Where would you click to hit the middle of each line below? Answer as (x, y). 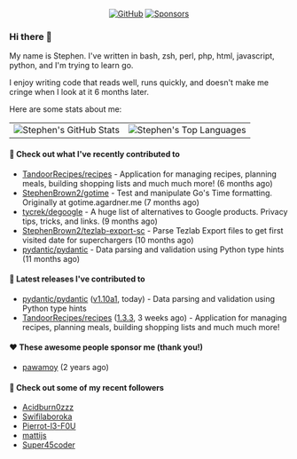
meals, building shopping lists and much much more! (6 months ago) (147, 183)
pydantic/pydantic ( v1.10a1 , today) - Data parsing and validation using (148, 298)
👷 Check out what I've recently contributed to (94, 154)
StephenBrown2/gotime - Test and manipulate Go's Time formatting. (147, 193)
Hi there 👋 (31, 36)
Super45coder (48, 445)
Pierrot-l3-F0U (49, 426)
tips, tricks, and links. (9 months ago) (90, 221)
